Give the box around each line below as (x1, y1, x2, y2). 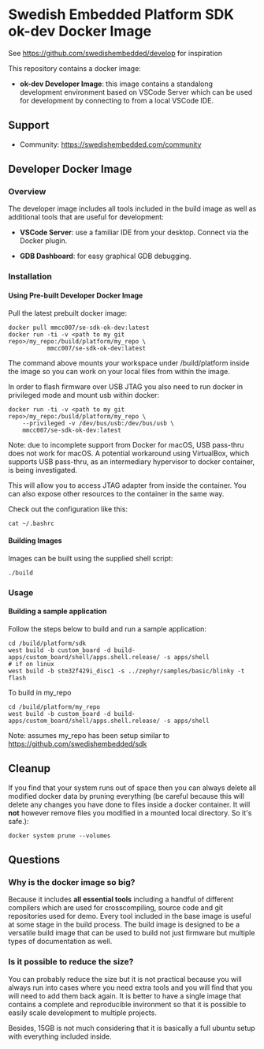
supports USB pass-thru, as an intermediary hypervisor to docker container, (8, 456, 255, 466)
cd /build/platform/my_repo (8, 702, 101, 711)
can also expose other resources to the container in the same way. (8, 489, 225, 498)
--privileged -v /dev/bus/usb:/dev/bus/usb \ (22, 419, 175, 427)
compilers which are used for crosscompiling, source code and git (8, 903, 223, 912)
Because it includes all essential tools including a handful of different (8, 894, 234, 905)
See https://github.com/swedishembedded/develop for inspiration (8, 48, 223, 58)
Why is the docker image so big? (8, 877, 136, 888)
